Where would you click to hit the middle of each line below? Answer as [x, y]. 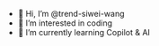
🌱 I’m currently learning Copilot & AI [84, 32]
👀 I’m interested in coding [65, 23]
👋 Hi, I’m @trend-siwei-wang [71, 14]
